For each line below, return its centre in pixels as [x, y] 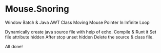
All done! [14, 46]
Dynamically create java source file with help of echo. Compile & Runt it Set [81, 32]
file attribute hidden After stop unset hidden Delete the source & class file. [79, 37]
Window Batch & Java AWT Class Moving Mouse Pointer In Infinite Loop [77, 22]
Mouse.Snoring [37, 9]
